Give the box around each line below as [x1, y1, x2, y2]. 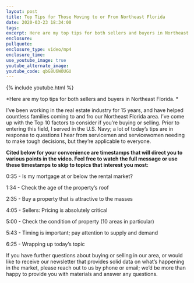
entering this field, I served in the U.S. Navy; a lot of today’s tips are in [6, 125, 174, 132]
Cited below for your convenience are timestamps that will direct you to [6, 149, 183, 156]
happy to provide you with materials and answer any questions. [6, 271, 158, 278]
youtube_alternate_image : [6, 62, 69, 69]
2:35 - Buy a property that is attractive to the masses [6, 195, 133, 202]
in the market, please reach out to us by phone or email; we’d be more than [6, 264, 186, 271]
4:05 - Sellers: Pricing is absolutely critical [6, 207, 108, 214]
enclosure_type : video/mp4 [6, 47, 72, 53]
